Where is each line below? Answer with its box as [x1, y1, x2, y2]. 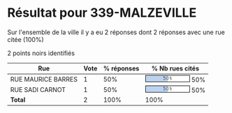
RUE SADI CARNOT [10, 85, 66, 93]
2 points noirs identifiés [7, 49, 75, 57]
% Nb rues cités [151, 64, 200, 73]
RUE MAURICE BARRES [10, 75, 78, 83]
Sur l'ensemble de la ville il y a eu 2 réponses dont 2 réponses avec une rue [7, 28, 225, 36]
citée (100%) [7, 35, 44, 43]
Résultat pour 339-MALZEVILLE [7, 5, 197, 21]
